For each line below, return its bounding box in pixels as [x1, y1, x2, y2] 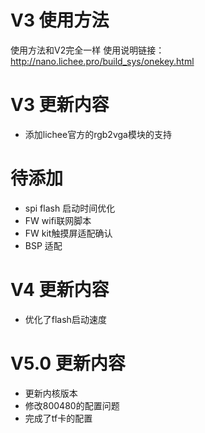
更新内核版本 [24, 387, 78, 399]
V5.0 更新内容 [10, 352, 126, 375]
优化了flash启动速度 [24, 313, 107, 325]
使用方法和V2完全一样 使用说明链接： [10, 44, 165, 56]
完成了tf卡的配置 [24, 412, 93, 424]
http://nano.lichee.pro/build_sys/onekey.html [10, 55, 195, 67]
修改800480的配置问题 [24, 399, 120, 411]
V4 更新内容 [10, 279, 110, 301]
